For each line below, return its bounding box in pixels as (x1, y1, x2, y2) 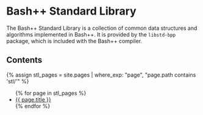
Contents (6, 55, 43, 65)
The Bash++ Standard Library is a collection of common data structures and (6, 24, 198, 32)
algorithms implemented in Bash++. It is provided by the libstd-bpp (6, 30, 176, 38)
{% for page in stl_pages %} (15, 89, 87, 97)
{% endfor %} (15, 102, 51, 110)
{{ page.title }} (15, 96, 51, 103)
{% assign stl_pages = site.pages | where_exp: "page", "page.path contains (6, 71, 196, 78)
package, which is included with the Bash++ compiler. (6, 37, 142, 44)
